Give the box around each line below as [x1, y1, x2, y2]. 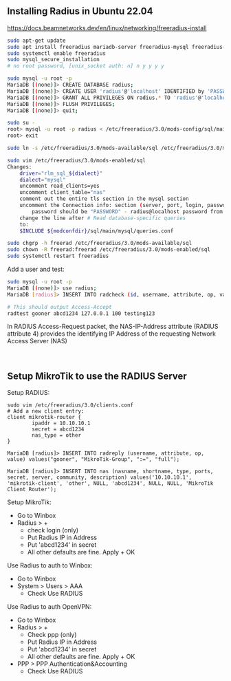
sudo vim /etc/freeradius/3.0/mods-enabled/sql [7, 157, 146, 164]
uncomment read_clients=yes [19, 182, 100, 190]
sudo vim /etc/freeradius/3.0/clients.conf [7, 402, 134, 409]
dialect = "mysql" [19, 176, 67, 183]
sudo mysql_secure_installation [7, 56, 100, 63]
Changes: [7, 163, 32, 171]
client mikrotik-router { [7, 414, 81, 421]
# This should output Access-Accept [7, 303, 112, 310]
